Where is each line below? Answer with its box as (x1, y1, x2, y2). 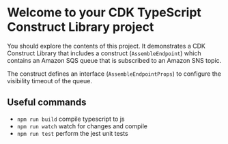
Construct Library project (7, 19, 154, 35)
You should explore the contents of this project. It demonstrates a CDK (7, 42, 206, 50)
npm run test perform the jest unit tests (16, 129, 128, 137)
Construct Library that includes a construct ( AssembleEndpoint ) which (7, 49, 201, 57)
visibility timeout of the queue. (7, 76, 92, 85)
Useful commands (7, 97, 87, 109)
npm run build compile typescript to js (16, 115, 125, 123)
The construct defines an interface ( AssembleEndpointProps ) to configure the (7, 70, 222, 78)
